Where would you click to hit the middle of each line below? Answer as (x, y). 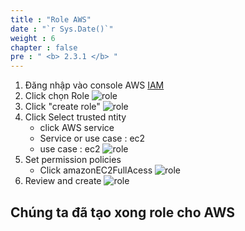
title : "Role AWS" (51, 19)
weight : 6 (33, 38)
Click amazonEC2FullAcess (96, 170)
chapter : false (44, 47)
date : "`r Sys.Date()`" (62, 29)
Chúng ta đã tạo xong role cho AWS (123, 212)
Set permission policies (73, 160)
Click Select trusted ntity (75, 117)
